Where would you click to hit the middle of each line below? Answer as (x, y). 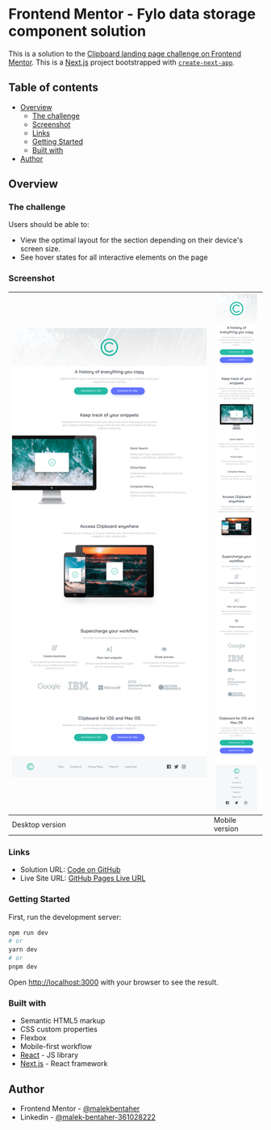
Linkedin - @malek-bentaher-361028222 (88, 1117)
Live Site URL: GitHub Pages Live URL (83, 879)
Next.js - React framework (64, 1064)
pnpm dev (23, 967)
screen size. (40, 249)
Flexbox (33, 1038)
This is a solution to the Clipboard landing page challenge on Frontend (125, 53)
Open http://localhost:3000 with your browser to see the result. (114, 982)
